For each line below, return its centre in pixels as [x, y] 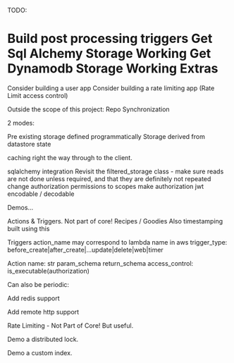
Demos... [20, 207]
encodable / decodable [41, 194]
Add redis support [33, 298]
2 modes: [21, 123]
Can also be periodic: [38, 284]
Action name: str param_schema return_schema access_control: [100, 263]
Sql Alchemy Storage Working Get [109, 54]
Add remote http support [43, 312]
